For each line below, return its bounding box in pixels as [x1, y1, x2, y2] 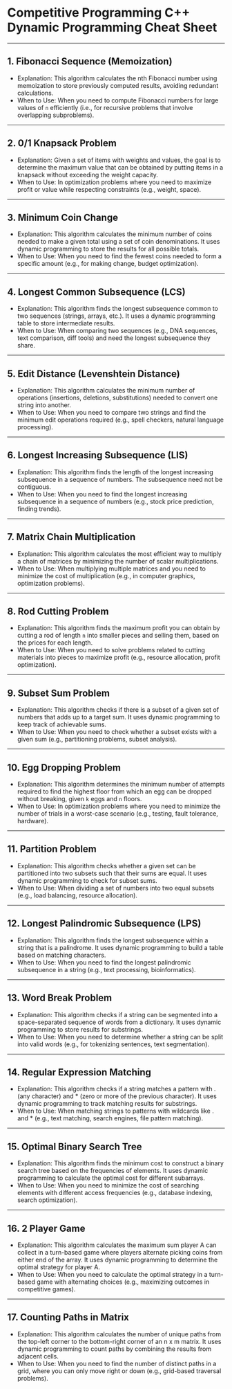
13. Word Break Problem [7, 992, 113, 1004]
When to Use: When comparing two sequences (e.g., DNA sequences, [17, 327, 218, 335]
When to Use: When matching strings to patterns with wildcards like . [17, 1106, 214, 1115]
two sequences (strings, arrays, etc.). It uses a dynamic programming [17, 312, 215, 320]
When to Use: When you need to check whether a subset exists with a [17, 728, 217, 736]
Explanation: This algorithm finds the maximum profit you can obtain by [17, 624, 220, 632]
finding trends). [17, 504, 61, 513]
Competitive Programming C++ [7, 5, 191, 21]
